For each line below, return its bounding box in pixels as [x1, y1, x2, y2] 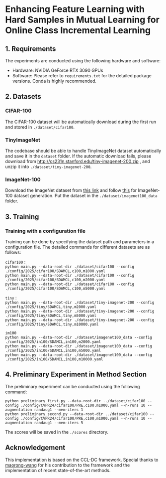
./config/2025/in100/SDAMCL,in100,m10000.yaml [5, 356, 103, 362]
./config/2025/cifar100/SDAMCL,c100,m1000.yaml [5, 268, 106, 274]
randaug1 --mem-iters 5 [34, 420, 83, 425]
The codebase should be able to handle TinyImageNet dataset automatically [5, 148, 162, 154]
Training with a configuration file [5, 227, 86, 234]
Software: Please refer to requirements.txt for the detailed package [12, 73, 152, 78]
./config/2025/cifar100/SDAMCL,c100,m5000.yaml [5, 286, 106, 291]
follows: [5, 249, 21, 255]
